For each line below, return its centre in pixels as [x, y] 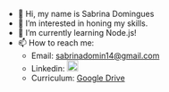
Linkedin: [48, 68]
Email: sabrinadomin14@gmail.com [95, 55]
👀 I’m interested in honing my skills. [83, 23]
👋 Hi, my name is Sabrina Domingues [86, 14]
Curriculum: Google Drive [78, 78]
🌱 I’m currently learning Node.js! [77, 33]
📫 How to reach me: [56, 43]
